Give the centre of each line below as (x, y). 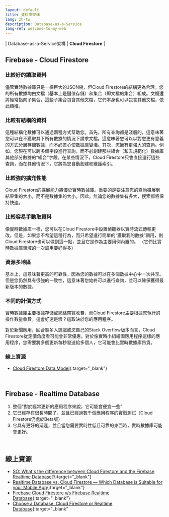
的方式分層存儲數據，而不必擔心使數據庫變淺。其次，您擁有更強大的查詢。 (82, 145)
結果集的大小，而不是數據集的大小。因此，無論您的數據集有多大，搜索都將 (82, 196)
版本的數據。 (23, 286)
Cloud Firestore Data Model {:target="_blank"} (60, 368)
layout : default (22, 10)
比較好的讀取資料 (26, 75)
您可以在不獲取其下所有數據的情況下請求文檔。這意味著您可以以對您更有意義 (84, 139)
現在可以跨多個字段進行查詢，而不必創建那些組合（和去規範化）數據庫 (91, 151)
